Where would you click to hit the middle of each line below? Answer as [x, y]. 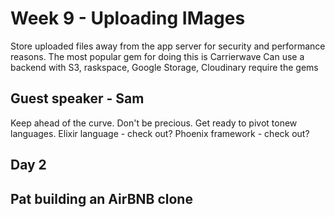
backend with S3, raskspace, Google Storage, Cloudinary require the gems [164, 67]
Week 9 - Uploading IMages [128, 18]
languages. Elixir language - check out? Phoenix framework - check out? [160, 133]
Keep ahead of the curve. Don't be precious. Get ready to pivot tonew [154, 123]
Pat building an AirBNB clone [101, 198]
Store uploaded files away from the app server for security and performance [168, 46]
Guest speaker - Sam [77, 98]
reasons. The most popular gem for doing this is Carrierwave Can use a [157, 56]
